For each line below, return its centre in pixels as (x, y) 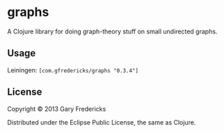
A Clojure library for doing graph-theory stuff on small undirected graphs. (112, 31)
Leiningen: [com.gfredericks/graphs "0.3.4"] (73, 70)
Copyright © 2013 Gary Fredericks (57, 109)
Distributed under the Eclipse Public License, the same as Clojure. (102, 122)
